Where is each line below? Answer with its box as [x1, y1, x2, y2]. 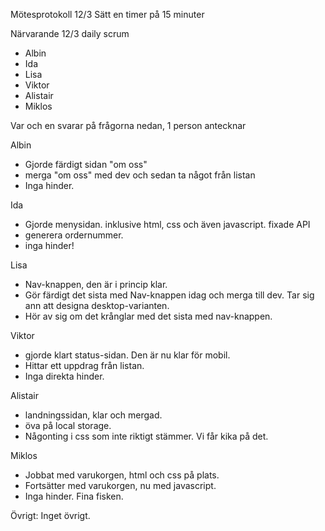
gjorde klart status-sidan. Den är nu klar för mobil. [24, 349, 231, 361]
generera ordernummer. [24, 229, 124, 241]
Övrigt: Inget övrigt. [10, 510, 91, 521]
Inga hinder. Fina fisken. [24, 490, 124, 502]
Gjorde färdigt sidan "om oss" [24, 159, 148, 170]
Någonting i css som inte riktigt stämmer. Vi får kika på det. [24, 430, 269, 442]
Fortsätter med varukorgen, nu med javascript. [24, 480, 217, 491]
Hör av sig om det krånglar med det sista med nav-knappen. [24, 310, 273, 322]
